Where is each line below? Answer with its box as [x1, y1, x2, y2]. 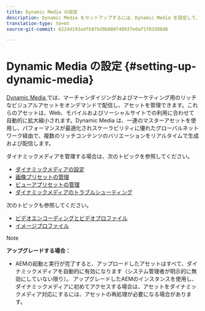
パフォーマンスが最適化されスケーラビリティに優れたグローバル [22, 125, 183, 132]
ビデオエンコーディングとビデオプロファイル [15, 214, 128, 222]
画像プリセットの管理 [15, 174, 69, 181]
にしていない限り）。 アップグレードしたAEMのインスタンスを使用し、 [20, 276, 198, 283]
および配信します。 [6, 140, 54, 147]
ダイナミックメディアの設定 [15, 166, 84, 173]
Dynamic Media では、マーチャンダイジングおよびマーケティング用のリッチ [6, 94, 197, 101]
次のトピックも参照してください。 [6, 202, 92, 209]
